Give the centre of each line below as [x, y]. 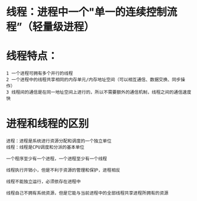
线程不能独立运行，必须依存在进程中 [44, 182]
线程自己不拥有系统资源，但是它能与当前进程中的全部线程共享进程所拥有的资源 [87, 193]
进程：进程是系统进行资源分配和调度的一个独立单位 [59, 141]
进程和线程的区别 [48, 124]
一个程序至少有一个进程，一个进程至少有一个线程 [57, 159]
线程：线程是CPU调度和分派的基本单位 [45, 147]
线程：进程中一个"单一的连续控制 [86, 12]
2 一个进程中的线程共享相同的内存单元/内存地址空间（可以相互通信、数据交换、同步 [93, 80]
